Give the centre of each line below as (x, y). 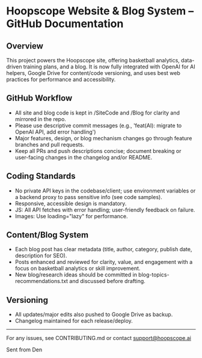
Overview (25, 46)
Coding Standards (41, 176)
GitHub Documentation (65, 24)
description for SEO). (41, 255)
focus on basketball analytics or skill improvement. (78, 269)
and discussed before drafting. (107, 281)
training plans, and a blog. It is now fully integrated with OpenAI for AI (109, 67)
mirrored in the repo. (40, 119)
